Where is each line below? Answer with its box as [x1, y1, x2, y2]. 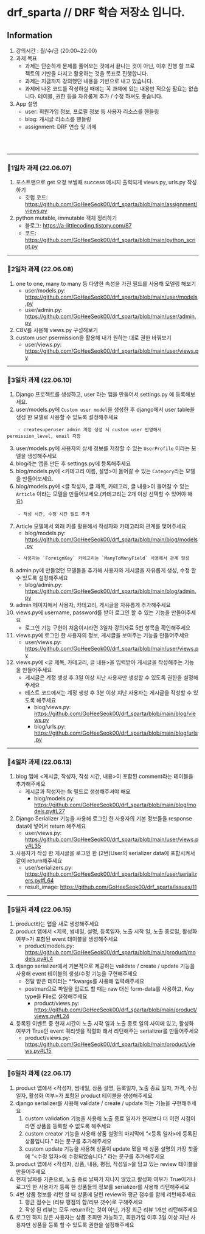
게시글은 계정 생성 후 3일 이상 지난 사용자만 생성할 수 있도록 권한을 [24, 673, 182, 681]
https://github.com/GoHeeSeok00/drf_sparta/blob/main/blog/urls [33, 729, 198, 737]
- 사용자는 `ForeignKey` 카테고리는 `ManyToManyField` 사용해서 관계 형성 [18, 555, 190, 561]
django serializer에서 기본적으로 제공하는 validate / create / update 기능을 [15, 962, 195, 970]
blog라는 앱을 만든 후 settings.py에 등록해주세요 [15, 460, 131, 467]
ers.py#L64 [24, 877, 54, 884]
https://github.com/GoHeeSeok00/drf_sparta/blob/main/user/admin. [24, 313, 196, 320]
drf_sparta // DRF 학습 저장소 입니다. [7, 5, 185, 19]
